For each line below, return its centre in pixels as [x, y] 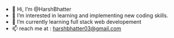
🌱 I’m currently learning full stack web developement [77, 22]
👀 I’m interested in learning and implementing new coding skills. [90, 15]
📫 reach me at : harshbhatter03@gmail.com [66, 28]
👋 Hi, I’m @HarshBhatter [41, 9]
